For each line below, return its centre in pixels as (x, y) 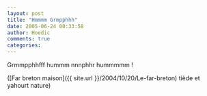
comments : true (29, 39)
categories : (24, 45)
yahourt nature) (29, 85)
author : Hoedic (29, 33)
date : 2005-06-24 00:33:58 (45, 26)
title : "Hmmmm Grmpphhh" (42, 20)
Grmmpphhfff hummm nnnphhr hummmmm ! (70, 65)
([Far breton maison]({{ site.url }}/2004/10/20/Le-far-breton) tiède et (104, 78)
